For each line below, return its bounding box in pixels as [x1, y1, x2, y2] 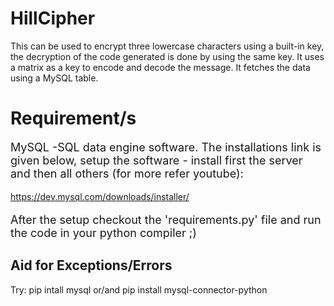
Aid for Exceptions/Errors [10, 257, 173, 274]
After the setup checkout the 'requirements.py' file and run [10, 212, 322, 227]
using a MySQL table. [10, 72, 99, 84]
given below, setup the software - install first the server [10, 153, 303, 167]
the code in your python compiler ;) [10, 225, 197, 240]
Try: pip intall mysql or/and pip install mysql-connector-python [10, 283, 268, 296]
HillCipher [10, 7, 96, 30]
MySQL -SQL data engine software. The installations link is [10, 140, 322, 154]
